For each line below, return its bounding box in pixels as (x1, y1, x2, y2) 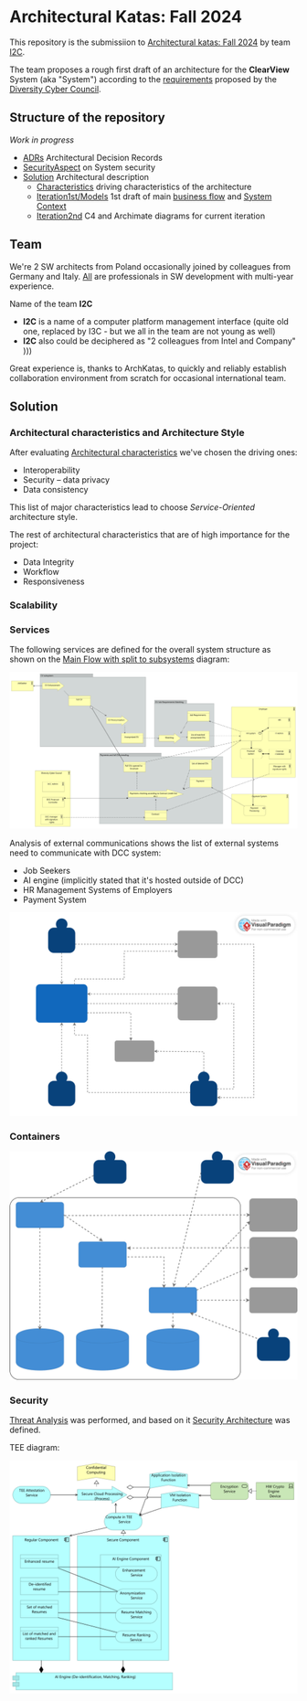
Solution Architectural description (22, 171, 149, 182)
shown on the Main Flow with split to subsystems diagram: (9, 654, 230, 664)
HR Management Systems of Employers (22, 884, 173, 895)
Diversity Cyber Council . (9, 83, 102, 94)
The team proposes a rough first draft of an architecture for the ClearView (9, 64, 290, 75)
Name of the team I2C (9, 298, 93, 309)
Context (36, 200, 67, 211)
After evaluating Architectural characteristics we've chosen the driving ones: (9, 447, 298, 458)
